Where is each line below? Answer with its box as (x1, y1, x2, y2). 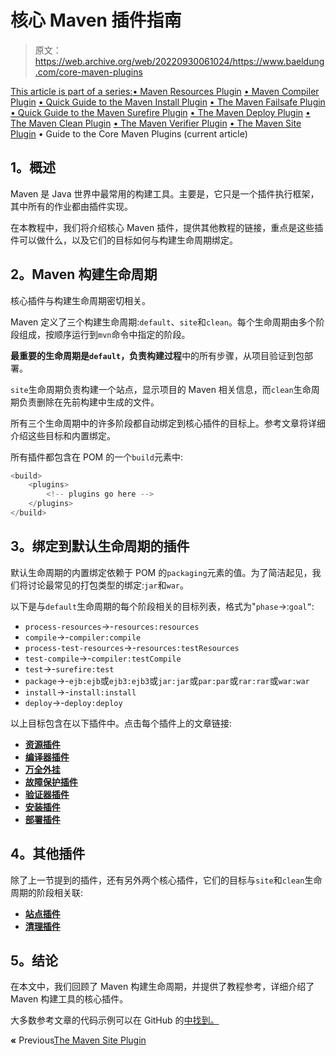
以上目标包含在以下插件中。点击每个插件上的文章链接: (10, 717, 233, 729)
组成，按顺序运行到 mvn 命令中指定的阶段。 (18, 328, 191, 340)
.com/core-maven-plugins (34, 66, 143, 78)
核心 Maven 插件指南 (10, 9, 182, 32)
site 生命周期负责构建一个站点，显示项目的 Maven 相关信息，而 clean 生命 (10, 383, 312, 395)
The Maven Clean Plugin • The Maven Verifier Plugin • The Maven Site (10, 117, 302, 129)
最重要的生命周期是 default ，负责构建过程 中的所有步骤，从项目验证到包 (10, 349, 305, 361)
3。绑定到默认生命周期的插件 (10, 538, 190, 555)
